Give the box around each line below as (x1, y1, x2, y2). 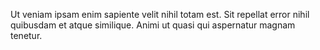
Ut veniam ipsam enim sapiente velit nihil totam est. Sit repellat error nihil (10, 9, 310, 20)
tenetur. (10, 30, 43, 41)
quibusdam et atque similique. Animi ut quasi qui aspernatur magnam (10, 19, 296, 31)
